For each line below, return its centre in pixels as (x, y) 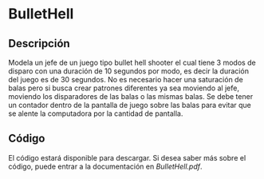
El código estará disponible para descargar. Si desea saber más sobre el (127, 157)
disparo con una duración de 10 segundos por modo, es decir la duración (129, 71)
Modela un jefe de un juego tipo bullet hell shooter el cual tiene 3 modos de (132, 62)
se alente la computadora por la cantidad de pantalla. (96, 113)
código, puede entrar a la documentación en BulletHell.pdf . (105, 166)
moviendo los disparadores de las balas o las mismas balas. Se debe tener (131, 96)
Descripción (39, 44)
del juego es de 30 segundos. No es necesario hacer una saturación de (126, 80)
